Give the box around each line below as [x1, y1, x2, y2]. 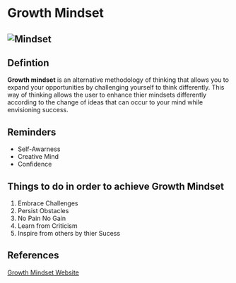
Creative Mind [17, 152, 59, 161]
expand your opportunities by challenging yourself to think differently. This [7, 83, 225, 92]
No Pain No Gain [17, 214, 66, 223]
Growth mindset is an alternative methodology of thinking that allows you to [7, 76, 230, 84]
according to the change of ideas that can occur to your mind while [7, 98, 203, 107]
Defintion [7, 56, 49, 68]
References [7, 249, 59, 262]
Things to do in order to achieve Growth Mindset [7, 180, 225, 192]
